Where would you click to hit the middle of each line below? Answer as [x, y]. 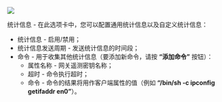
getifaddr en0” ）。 [54, 91]
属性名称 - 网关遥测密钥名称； [70, 65]
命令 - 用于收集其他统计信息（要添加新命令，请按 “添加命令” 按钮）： [115, 57]
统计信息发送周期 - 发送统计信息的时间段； [78, 48]
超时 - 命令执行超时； [58, 74]
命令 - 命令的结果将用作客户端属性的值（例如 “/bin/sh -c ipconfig [121, 83]
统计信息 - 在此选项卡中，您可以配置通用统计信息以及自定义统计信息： [108, 25]
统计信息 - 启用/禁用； [49, 39]
